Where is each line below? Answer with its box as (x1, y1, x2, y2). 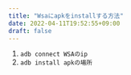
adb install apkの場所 (19, 59, 92, 67)
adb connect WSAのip (19, 50, 88, 59)
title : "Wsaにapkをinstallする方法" (8, 11, 124, 20)
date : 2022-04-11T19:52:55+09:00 (8, 19, 121, 27)
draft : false (8, 27, 52, 35)
